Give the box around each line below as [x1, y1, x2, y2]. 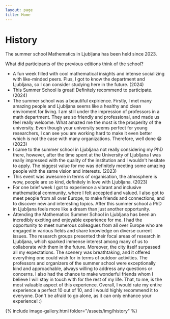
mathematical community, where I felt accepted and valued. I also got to [12, 190, 164, 196]
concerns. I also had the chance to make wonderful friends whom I [12, 271, 154, 277]
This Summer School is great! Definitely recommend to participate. [12, 87, 153, 93]
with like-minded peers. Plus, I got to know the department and [12, 76, 145, 82]
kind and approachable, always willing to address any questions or [12, 265, 153, 272]
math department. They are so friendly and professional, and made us [12, 114, 160, 120]
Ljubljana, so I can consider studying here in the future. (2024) [12, 82, 144, 88]
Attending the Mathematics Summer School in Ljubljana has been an [12, 211, 156, 218]
